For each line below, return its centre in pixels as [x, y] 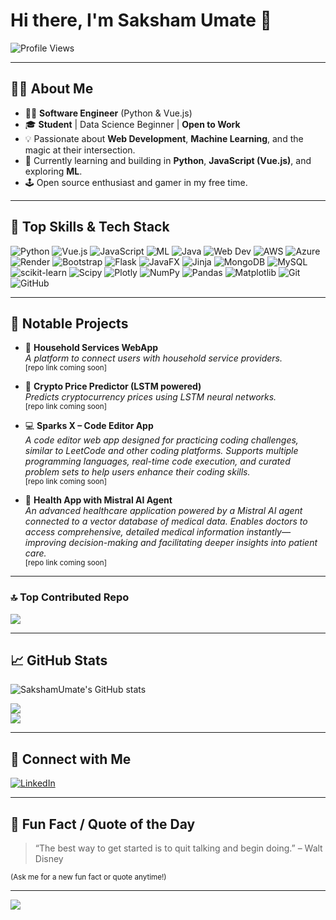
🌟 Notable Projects [69, 323]
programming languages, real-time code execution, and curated [157, 461]
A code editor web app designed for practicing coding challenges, [161, 440]
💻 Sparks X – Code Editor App [89, 426]
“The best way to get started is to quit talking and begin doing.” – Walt [178, 848]
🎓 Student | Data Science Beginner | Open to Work [132, 124]
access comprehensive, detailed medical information [134, 532]
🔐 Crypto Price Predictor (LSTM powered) [113, 386]
